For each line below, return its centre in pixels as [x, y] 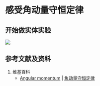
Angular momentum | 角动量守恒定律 [57, 78]
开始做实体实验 [28, 30]
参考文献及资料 [28, 59]
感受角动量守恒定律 [45, 10]
